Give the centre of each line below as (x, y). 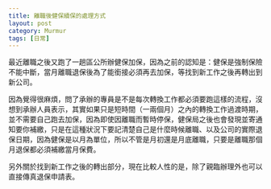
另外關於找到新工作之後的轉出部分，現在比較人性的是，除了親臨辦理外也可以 (135, 166)
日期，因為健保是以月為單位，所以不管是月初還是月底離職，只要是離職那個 (139, 140)
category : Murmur (38, 31)
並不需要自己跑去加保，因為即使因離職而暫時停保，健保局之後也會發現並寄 (132, 119)
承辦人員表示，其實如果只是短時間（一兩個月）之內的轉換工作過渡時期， (142, 109)
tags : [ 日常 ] (29, 38)
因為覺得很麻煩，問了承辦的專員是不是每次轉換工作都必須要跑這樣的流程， (132, 99)
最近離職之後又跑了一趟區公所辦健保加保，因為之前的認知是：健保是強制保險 (135, 62)
